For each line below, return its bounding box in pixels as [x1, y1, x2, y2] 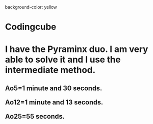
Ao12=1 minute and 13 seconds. [5, 98, 103, 106]
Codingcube [5, 22, 56, 32]
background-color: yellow [5, 4, 57, 10]
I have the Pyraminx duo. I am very [5, 44, 149, 55]
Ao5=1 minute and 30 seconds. [5, 84, 102, 92]
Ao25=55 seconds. [5, 112, 65, 121]
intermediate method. [5, 65, 96, 75]
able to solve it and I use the [5, 54, 121, 65]
